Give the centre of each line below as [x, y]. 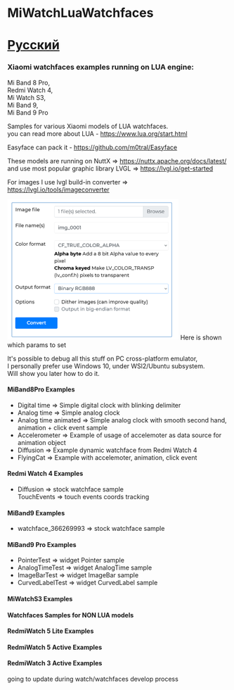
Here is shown [201, 337]
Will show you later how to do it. [53, 373]
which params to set [37, 345]
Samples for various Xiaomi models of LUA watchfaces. [88, 126]
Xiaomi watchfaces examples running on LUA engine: [101, 67]
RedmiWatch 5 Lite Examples [51, 631]
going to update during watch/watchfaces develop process [93, 679]
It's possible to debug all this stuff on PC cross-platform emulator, [103, 358]
